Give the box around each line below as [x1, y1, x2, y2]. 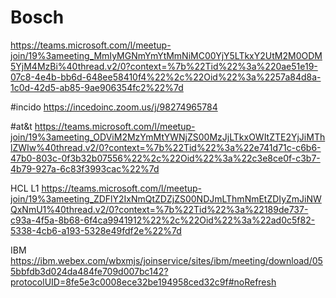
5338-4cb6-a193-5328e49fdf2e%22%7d [10, 224, 182, 236]
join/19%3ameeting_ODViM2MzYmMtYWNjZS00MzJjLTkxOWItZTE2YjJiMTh [10, 131, 326, 143]
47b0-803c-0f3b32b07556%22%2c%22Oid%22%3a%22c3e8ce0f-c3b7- [10, 152, 321, 164]
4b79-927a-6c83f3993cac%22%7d [10, 162, 160, 175]
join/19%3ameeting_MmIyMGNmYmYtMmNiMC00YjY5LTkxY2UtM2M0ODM [10, 49, 323, 61]
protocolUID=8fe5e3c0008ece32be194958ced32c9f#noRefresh [10, 276, 277, 288]
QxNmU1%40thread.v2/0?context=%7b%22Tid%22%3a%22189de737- [10, 203, 309, 215]
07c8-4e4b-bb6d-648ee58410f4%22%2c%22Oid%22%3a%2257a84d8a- [10, 71, 322, 83]
